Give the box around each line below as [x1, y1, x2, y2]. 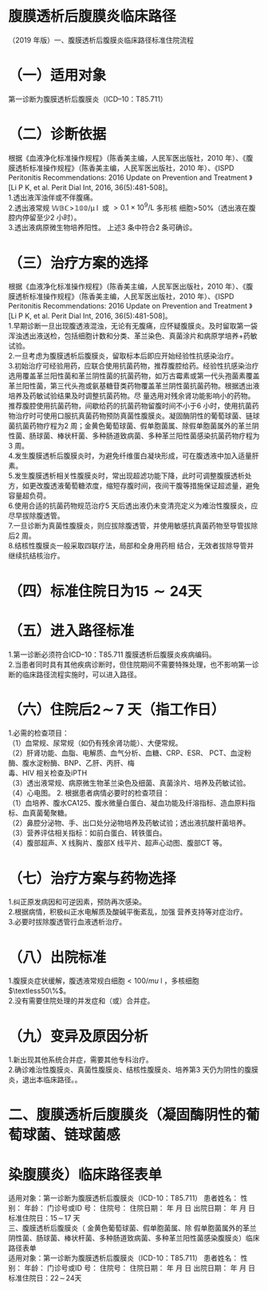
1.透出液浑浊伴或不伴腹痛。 [8, 193, 97, 202]
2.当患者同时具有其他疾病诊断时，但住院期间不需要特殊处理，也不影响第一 [8, 659, 253, 669]
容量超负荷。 [8, 491, 50, 500]
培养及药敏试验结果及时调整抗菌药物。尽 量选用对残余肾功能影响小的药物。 [8, 391, 255, 400]
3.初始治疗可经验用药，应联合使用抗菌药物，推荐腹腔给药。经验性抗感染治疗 [8, 361, 259, 371]
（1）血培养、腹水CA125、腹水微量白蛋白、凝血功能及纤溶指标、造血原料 [8, 798, 249, 808]
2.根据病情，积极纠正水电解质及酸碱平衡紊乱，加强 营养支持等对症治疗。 [8, 907, 247, 917]
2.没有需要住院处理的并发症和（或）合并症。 [8, 996, 155, 1005]
